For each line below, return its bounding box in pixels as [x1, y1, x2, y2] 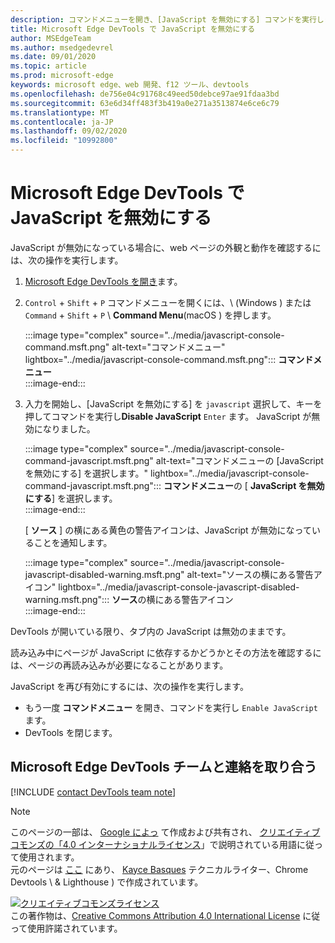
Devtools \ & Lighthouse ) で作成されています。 [10, 876, 204, 888]
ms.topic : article [10, 61, 87, 71]
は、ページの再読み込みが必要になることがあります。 [10, 659, 229, 671]
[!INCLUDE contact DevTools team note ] [10, 786, 177, 798]
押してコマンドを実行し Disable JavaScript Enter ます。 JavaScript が [24, 410, 312, 422]
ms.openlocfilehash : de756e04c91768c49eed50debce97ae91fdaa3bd [10, 89, 280, 99]
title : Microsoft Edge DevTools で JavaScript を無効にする [10, 24, 256, 34]
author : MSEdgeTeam [10, 33, 92, 43]
